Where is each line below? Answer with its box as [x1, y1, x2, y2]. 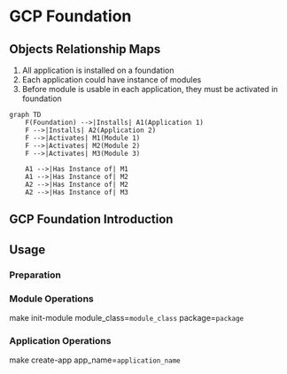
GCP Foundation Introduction [9, 212, 174, 227]
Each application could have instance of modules [21, 74, 202, 85]
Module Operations [9, 292, 95, 305]
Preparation [9, 269, 62, 281]
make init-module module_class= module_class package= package [9, 313, 244, 323]
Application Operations [9, 334, 112, 347]
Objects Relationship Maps [9, 42, 161, 57]
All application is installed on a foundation [21, 65, 175, 75]
